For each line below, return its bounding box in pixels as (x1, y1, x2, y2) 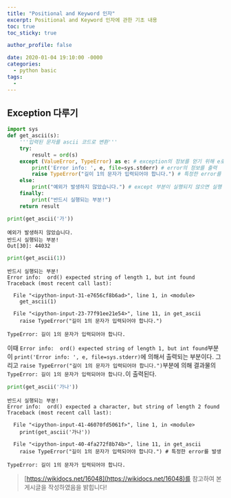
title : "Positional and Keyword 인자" (7, 10, 115, 17)
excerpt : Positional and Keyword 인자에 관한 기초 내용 (7, 17, 158, 23)
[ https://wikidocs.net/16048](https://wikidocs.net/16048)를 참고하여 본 (23, 475, 222, 483)
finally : (19, 190, 45, 197)
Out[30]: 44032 (7, 242, 51, 249)
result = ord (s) (32, 151, 78, 159)
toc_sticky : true (7, 29, 57, 37)
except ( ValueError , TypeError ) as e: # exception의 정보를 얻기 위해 (19, 158, 214, 165)
